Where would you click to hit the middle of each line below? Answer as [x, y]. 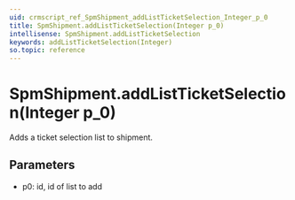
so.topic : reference [48, 50]
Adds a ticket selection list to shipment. [81, 137]
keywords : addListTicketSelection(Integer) [91, 42]
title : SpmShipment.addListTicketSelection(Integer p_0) [117, 26]
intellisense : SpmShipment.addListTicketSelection [105, 34]
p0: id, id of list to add [62, 186]
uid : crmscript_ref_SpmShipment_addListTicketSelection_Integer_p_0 [139, 17]
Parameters [42, 165]
